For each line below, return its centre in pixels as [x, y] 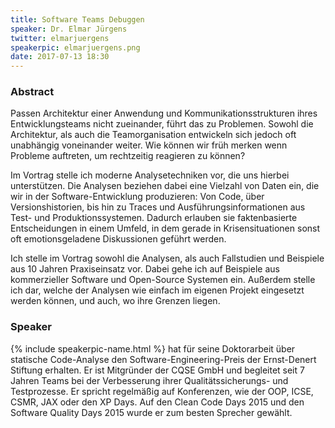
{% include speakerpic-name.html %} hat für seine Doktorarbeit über [153, 348]
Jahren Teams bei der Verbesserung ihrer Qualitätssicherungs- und [149, 380]
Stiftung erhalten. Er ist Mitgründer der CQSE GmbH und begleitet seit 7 [157, 370]
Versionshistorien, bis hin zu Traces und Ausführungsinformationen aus [158, 207]
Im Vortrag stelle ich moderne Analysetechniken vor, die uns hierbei [150, 175]
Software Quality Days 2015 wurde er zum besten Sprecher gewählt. [151, 412]
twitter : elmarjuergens [60, 38]
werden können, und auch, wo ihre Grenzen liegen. [115, 301]
